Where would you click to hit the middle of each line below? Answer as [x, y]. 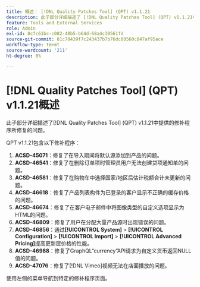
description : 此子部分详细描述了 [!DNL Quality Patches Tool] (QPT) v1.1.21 [99, 17]
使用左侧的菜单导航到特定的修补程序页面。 [58, 278]
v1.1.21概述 [33, 105]
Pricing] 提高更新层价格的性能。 [54, 243]
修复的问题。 [32, 130]
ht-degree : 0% [24, 56]
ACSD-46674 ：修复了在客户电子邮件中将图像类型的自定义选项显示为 [99, 207]
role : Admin [21, 28]
